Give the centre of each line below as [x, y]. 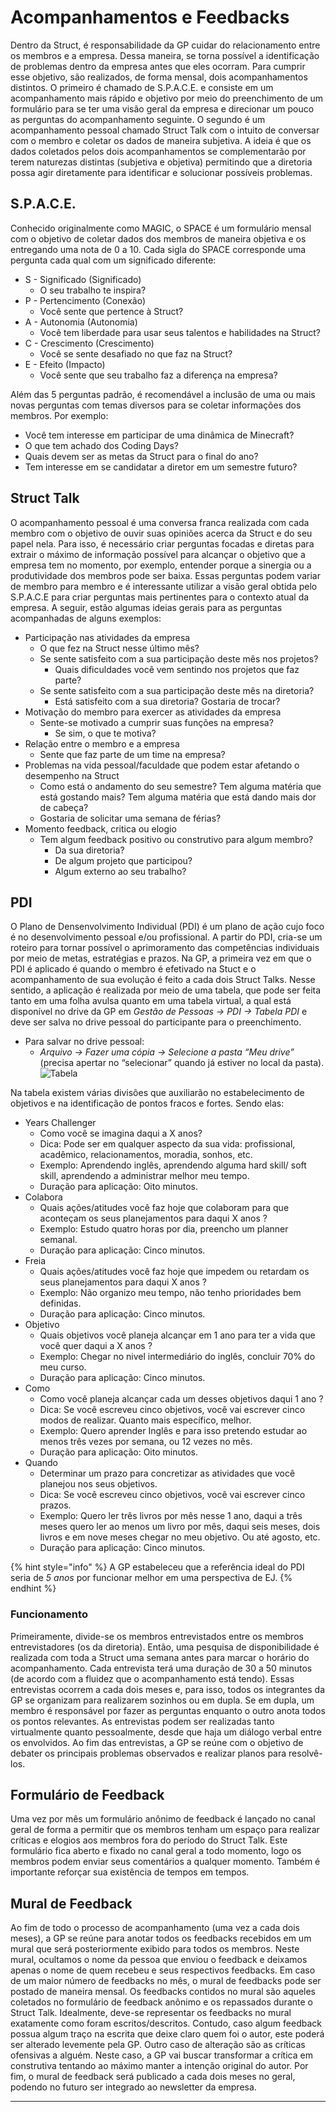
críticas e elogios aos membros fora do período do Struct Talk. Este [149, 1840]
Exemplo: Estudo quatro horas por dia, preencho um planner [164, 1229]
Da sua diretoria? [89, 850]
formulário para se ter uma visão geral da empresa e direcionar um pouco [162, 108]
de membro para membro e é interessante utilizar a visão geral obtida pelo [164, 586]
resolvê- [305, 1753]
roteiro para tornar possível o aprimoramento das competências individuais [165, 948]
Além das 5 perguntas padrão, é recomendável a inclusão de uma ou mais [163, 394]
